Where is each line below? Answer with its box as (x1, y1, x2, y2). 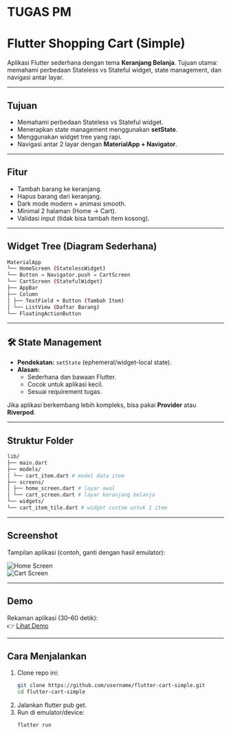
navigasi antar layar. (7, 73, 64, 81)
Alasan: (16, 366, 40, 374)
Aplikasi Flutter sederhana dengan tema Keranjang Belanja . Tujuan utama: (7, 59, 219, 67)
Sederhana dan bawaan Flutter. (27, 373, 117, 381)
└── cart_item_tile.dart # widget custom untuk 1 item (7, 504, 168, 511)
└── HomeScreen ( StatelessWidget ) (7, 265, 107, 272)
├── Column (7, 290, 38, 297)
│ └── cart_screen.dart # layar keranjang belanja (7, 491, 155, 499)
